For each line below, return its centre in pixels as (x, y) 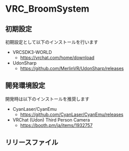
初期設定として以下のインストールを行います (52, 42)
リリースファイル (32, 143)
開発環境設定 (25, 86)
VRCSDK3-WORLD (32, 52)
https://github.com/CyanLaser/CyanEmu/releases (72, 114)
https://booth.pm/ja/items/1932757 (56, 125)
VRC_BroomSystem (47, 9)
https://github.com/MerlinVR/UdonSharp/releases (72, 68)
